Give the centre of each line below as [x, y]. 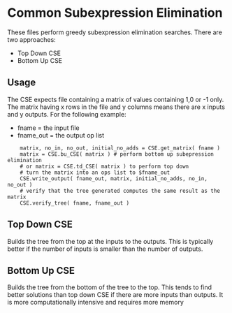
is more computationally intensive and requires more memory [95, 303]
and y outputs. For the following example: [67, 114]
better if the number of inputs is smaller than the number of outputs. [105, 249]
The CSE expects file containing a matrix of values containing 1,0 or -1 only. [116, 99]
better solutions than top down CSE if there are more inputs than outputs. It [115, 295]
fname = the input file [48, 128]
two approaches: [31, 39]
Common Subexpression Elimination [115, 13]
